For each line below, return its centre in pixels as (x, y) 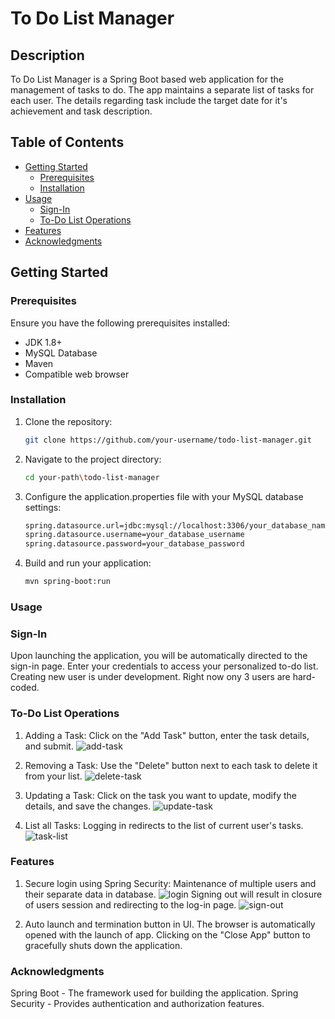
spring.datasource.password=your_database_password (134, 544)
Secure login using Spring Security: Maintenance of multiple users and (170, 883)
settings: (43, 507)
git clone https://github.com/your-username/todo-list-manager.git (168, 440)
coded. (25, 688)
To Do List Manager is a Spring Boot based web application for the (147, 79)
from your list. (53, 776)
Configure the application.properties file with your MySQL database (164, 496)
